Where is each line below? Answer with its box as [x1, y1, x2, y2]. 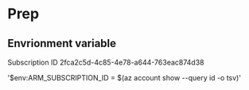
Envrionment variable [7, 37, 117, 50]
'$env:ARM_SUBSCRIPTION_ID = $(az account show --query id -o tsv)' [7, 73, 242, 82]
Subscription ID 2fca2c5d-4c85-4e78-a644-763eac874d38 [7, 57, 204, 67]
